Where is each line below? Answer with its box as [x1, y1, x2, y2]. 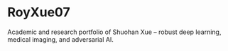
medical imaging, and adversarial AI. [7, 35, 114, 43]
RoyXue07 [7, 4, 70, 21]
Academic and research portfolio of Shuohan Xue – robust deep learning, [7, 28, 222, 36]
